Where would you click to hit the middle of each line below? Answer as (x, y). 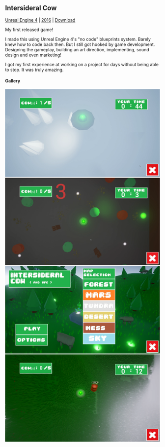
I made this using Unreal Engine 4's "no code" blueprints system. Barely (78, 39)
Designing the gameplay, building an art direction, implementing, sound (77, 49)
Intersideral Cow (31, 8)
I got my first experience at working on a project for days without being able (82, 64)
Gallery (13, 81)
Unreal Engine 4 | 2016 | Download (40, 20)
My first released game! (29, 30)
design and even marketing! (33, 55)
